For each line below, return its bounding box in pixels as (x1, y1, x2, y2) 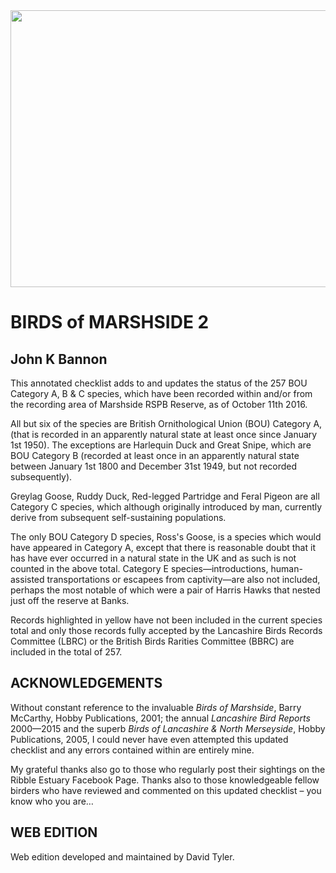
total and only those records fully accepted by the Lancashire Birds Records (10, 625, 323, 636)
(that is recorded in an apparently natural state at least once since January (10, 429, 318, 440)
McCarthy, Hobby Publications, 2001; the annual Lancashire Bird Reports (10, 712, 311, 724)
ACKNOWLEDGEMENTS (10, 675, 163, 692)
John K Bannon (10, 350, 108, 368)
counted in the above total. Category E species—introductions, (10, 563, 269, 574)
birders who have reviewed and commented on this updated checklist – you (10, 784, 322, 796)
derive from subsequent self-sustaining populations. (10, 512, 227, 523)
